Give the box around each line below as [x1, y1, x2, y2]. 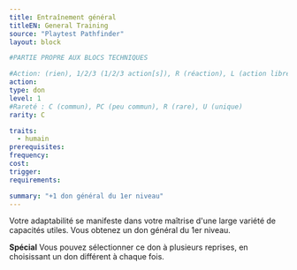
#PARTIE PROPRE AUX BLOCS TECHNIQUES [9, 54, 148, 63]
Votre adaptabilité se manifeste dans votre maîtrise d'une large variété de [9, 215, 277, 226]
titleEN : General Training [9, 21, 109, 30]
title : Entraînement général [9, 12, 117, 22]
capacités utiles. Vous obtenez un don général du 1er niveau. [9, 225, 232, 236]
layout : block [9, 37, 62, 47]
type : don [9, 86, 46, 94]
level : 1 [9, 94, 42, 102]
